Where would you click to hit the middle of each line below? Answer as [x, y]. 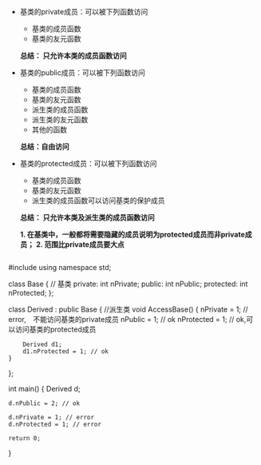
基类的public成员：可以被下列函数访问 [82, 73]
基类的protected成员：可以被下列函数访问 [88, 163]
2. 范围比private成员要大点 [80, 244]
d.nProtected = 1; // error [55, 424]
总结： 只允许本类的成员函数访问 [73, 56]
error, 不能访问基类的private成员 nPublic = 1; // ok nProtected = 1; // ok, [127, 319]
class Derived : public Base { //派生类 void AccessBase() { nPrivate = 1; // [129, 309]
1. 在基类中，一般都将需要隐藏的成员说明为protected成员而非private [132, 234]
